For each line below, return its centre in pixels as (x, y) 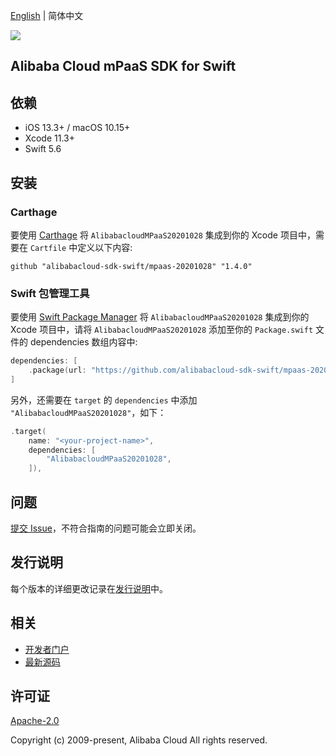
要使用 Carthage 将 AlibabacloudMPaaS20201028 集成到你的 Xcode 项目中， (163, 235)
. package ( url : (57, 370)
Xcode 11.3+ (49, 138)
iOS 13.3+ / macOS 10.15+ (77, 128)
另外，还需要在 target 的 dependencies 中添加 (104, 400)
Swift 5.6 (43, 149)
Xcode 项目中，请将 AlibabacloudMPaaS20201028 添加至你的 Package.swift (162, 330)
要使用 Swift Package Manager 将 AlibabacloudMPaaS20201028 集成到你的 (160, 317)
